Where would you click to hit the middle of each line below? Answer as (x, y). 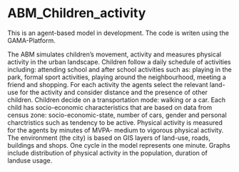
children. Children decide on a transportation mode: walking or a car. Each (117, 100)
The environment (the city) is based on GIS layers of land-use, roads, (109, 138)
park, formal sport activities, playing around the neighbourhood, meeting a (117, 77)
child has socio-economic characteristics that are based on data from (110, 107)
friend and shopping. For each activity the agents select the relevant (108, 84)
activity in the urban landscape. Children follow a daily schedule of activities (119, 61)
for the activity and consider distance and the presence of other (114, 92)
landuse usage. (30, 160)
